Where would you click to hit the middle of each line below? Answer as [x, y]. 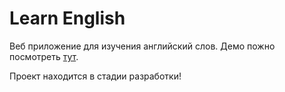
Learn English [67, 18]
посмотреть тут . [44, 56]
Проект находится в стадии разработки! [95, 76]
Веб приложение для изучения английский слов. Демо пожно [142, 46]
